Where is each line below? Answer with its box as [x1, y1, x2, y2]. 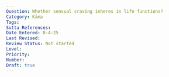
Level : [6, 46, 22, 52]
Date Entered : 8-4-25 [6, 30, 59, 36]
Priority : [6, 52, 30, 57]
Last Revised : [6, 35, 41, 41]
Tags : [6, 19, 19, 25]
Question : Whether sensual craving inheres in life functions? [6, 8, 164, 14]
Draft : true [6, 62, 35, 68]
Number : [6, 57, 25, 63]
